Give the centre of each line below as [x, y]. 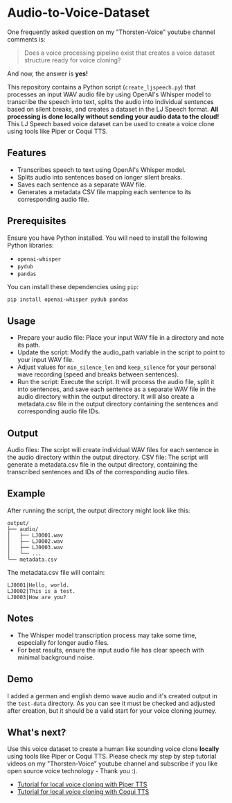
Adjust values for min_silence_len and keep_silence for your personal [116, 367]
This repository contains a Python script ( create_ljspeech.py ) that [101, 87]
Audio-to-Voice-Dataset [79, 13]
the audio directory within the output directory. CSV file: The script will [108, 457]
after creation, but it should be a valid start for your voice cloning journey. [112, 710]
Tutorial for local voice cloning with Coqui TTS [83, 792]
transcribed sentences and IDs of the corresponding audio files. [98, 472]
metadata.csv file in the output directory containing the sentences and [117, 404]
